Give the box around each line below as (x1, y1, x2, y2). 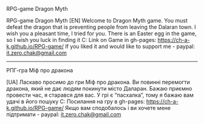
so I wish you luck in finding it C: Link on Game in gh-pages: (6, 36, 157, 43)
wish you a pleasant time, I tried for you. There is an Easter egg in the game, (6, 30, 197, 37)
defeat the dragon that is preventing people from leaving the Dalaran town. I (6, 24, 196, 30)
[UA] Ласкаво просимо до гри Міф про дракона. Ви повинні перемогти (6, 78, 190, 86)
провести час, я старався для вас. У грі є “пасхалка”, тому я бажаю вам (6, 91, 194, 98)
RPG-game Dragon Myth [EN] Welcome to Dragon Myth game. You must (6, 17, 188, 24)
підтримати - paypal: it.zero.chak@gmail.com (6, 111, 121, 118)
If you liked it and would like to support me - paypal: (64, 43, 195, 50)
